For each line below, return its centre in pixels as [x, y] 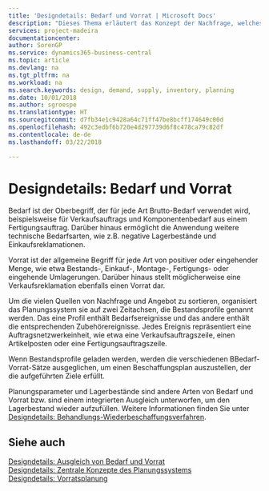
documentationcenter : [44, 38]
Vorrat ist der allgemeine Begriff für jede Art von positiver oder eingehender [133, 260]
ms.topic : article [39, 61]
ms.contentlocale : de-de [50, 134]
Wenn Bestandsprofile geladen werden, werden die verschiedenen [118, 359]
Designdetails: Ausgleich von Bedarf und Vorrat [87, 461]
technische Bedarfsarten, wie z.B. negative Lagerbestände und [112, 236]
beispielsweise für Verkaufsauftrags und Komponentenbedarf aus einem [128, 219]
